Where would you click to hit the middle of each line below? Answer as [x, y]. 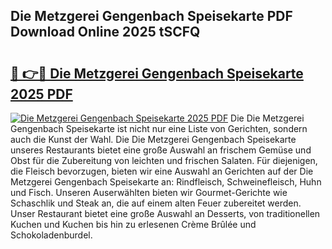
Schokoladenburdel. [51, 235]
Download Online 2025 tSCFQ [105, 32]
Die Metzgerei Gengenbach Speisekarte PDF [151, 16]
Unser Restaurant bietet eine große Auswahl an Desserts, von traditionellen [165, 213]
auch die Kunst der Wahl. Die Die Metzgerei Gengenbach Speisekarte [153, 139]
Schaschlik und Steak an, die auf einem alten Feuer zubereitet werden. [156, 203]
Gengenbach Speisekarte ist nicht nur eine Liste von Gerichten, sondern [159, 128]
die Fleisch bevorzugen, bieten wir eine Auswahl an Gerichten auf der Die [162, 171]
